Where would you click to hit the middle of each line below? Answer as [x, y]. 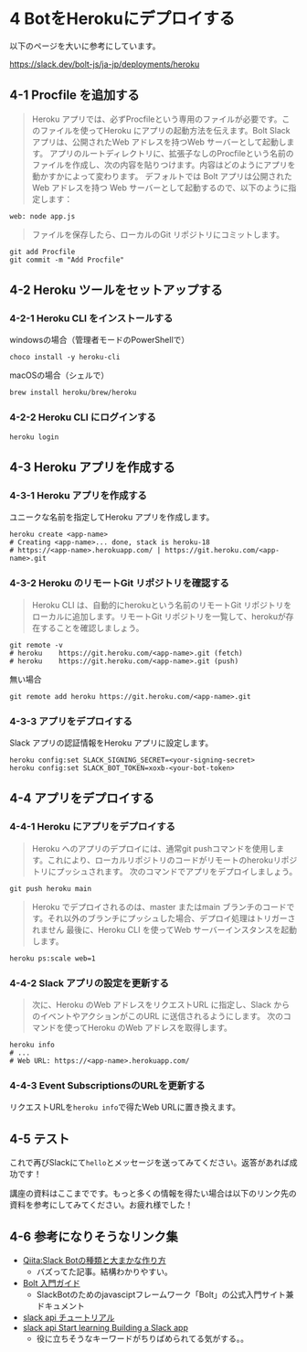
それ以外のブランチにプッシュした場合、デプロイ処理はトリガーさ [171, 918]
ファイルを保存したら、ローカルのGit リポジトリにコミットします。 [158, 234]
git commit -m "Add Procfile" [67, 260]
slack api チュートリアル [69, 1317]
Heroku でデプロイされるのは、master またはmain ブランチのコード [159, 907]
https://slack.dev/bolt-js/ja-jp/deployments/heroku [105, 64]
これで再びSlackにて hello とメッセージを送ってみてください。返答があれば [149, 1163]
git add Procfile [42, 252]
